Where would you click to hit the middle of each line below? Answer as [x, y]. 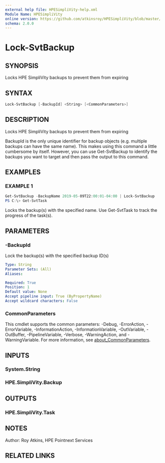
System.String [23, 369]
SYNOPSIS [22, 66]
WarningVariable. [23, 340]
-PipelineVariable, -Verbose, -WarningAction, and [77, 335]
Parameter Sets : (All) [28, 269]
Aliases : [14, 274]
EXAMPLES [23, 172]
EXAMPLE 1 [19, 186]
